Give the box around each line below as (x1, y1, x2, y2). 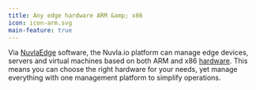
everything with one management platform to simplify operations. (8, 73, 221, 83)
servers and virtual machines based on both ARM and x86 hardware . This (8, 56, 248, 66)
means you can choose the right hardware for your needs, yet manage (8, 65, 238, 74)
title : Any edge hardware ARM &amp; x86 (8, 11, 144, 20)
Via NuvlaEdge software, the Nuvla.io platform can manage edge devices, (8, 48, 249, 58)
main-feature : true (8, 26, 73, 34)
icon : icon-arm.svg (8, 19, 73, 27)
